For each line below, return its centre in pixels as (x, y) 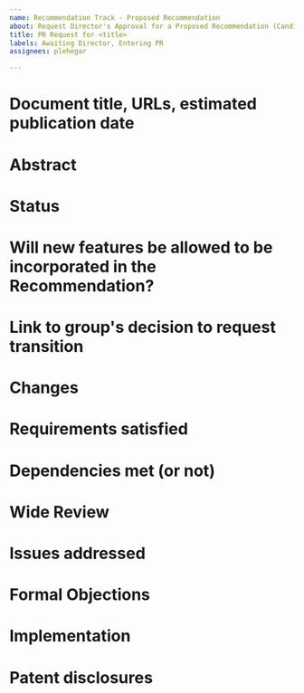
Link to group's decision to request (142, 328)
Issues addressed (78, 554)
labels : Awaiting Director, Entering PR (87, 43)
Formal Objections (80, 595)
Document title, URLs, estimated (133, 104)
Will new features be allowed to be (141, 247)
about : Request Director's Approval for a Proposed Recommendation (139, 26)
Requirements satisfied (99, 429)
